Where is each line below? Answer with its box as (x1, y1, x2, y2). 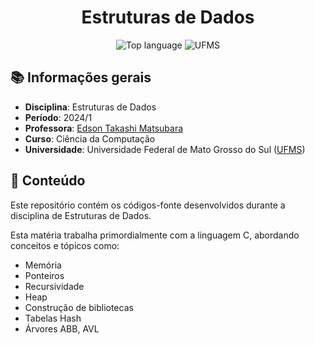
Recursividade (24, 280, 85, 292)
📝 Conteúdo (10, 172, 86, 190)
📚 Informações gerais (10, 69, 152, 86)
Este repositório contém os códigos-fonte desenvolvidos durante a (10, 199, 286, 211)
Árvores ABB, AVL (24, 322, 100, 335)
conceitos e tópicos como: (10, 239, 120, 251)
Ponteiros (24, 269, 65, 281)
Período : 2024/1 (24, 111, 93, 123)
